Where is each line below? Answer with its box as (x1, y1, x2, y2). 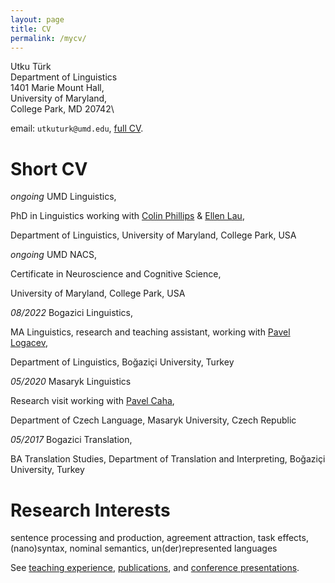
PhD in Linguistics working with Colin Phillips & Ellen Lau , (10, 210, 245, 222)
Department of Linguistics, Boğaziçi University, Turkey (10, 356, 235, 368)
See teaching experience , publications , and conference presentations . (10, 562, 300, 574)
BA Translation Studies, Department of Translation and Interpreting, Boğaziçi (10, 453, 326, 465)
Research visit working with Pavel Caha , (10, 395, 175, 407)
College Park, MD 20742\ (10, 103, 115, 115)
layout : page (10, 14, 65, 25)
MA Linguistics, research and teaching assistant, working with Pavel (10, 326, 291, 338)
